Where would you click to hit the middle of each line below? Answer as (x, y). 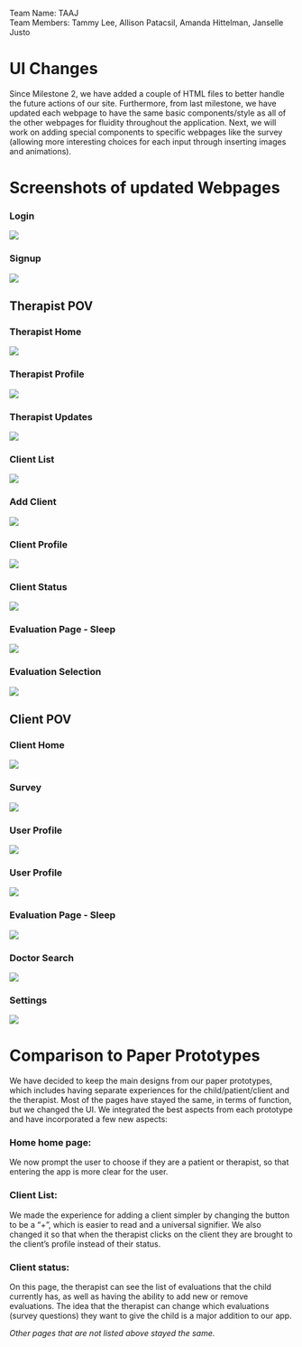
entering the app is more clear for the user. (89, 1172)
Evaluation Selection (55, 672)
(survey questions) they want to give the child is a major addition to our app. (151, 1316)
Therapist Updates (51, 416)
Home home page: (50, 1143)
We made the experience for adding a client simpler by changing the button (150, 1215)
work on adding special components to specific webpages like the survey (146, 132)
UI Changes (54, 69)
